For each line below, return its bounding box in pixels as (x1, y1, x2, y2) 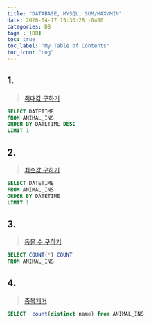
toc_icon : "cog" (7, 49, 54, 56)
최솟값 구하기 (24, 166, 60, 174)
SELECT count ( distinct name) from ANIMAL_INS (7, 310, 144, 317)
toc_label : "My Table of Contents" (7, 42, 110, 49)
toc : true (7, 36, 36, 43)
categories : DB (7, 23, 51, 30)
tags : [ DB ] (7, 29, 42, 37)
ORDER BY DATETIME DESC (7, 121, 76, 128)
